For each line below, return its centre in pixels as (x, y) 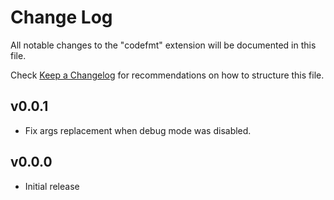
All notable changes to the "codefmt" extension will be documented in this (163, 45)
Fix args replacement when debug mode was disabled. (138, 130)
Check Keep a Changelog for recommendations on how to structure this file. (167, 75)
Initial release (52, 186)
